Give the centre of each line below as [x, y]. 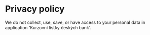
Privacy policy [35, 9]
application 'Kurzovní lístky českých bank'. [48, 27]
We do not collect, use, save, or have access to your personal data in [75, 22]
